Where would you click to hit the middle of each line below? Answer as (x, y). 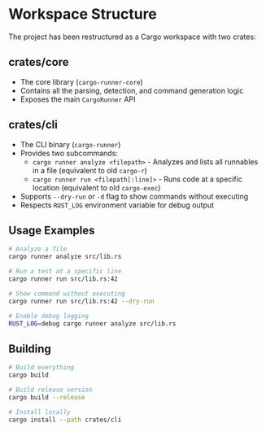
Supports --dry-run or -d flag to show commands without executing (134, 196)
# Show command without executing (67, 294)
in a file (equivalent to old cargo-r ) (90, 170)
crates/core (39, 62)
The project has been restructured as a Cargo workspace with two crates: (132, 37)
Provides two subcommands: (69, 153)
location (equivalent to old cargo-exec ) (96, 187)
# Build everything (41, 368)
